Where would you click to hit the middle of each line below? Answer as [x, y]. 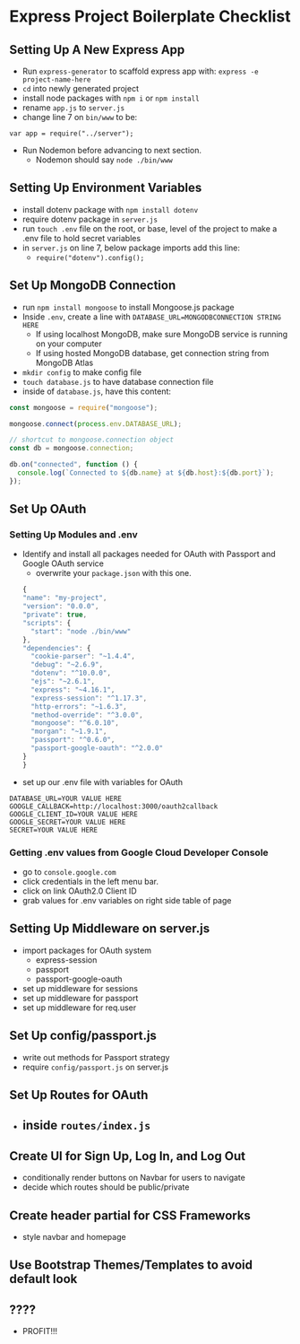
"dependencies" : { [56, 648]
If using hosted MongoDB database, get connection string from [152, 353]
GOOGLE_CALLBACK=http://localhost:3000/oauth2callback [114, 806]
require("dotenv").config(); [90, 257]
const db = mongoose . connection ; [72, 449]
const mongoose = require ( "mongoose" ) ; [84, 407]
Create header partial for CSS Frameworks [130, 1215]
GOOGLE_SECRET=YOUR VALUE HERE [68, 822]
